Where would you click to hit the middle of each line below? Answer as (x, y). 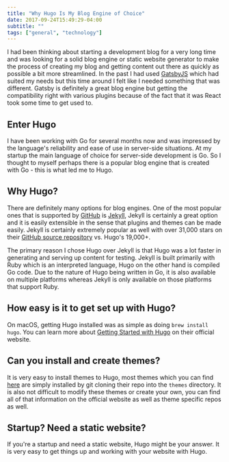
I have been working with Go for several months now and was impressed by (114, 141)
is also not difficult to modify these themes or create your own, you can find (114, 392)
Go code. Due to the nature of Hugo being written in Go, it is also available (111, 272)
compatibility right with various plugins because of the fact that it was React (114, 96)
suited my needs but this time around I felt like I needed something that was (113, 81)
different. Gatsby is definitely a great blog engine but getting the (97, 88)
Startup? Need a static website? (77, 427)
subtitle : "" (26, 26)
